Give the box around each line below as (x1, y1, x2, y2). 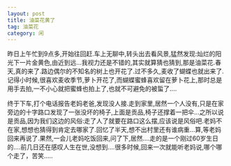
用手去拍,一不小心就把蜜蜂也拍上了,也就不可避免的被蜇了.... (7, 84, 177, 93)
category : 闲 (7, 29, 44, 37)
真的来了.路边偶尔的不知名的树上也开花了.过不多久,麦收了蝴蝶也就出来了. (15, 67, 225, 75)
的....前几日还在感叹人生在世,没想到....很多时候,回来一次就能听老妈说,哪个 (7, 143, 216, 151)
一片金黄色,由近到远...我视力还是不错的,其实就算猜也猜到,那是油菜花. (19, 59, 216, 67)
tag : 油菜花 (7, 23, 39, 30)
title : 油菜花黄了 (7, 17, 56, 24)
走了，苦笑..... (13, 151, 54, 160)
